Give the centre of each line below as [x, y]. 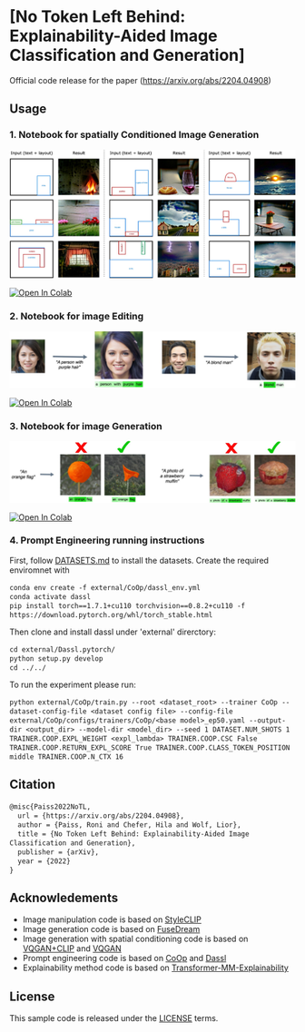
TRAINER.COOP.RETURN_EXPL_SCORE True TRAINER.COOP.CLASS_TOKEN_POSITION [150, 747]
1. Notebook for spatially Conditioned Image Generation [134, 135]
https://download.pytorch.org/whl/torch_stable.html [111, 614]
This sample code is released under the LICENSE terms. [114, 1018]
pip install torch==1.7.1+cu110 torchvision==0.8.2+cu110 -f [128, 605]
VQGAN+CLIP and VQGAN [72, 948]
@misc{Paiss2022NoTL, [50, 806]
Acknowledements [64, 898]
